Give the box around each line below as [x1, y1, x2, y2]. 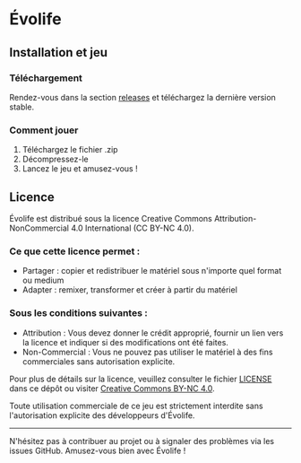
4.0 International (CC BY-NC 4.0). [71, 223, 194, 233]
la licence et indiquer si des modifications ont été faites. [21, 336, 228, 347]
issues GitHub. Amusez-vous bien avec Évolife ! [9, 445, 186, 456]
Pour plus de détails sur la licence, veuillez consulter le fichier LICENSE [9, 373, 272, 384]
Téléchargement [9, 72, 83, 84]
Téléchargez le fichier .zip [21, 144, 118, 155]
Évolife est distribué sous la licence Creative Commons [9, 213, 212, 223]
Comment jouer [9, 124, 79, 136]
